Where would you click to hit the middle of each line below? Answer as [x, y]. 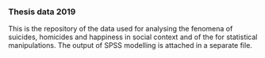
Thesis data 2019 [42, 12]
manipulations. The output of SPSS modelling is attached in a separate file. [130, 45]
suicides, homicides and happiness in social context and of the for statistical [133, 37]
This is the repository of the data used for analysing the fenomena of [121, 29]
